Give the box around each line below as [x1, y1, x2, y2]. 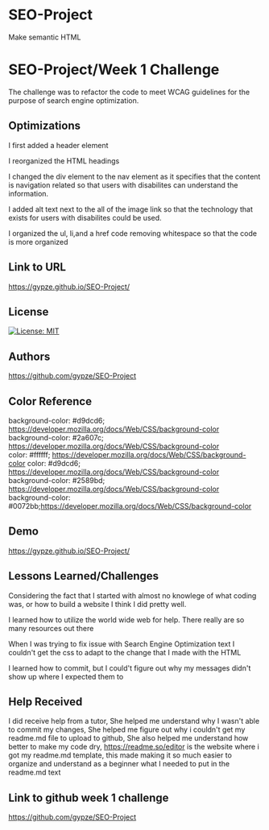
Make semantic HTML [8, 32, 81, 42]
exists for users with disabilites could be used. [8, 213, 163, 222]
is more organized [8, 237, 68, 246]
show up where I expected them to [8, 671, 124, 681]
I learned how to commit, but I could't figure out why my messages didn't [8, 663, 251, 673]
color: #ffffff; [8, 449, 51, 460]
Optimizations [8, 119, 81, 133]
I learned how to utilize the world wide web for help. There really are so [8, 614, 245, 625]
